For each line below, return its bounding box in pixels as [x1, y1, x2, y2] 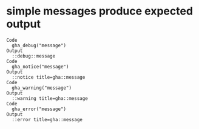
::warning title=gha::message [12, 95, 88, 101]
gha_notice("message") [12, 64, 69, 70]
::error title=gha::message [12, 116, 83, 122]
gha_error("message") [12, 106, 67, 112]
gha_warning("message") [12, 85, 72, 91]
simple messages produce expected [6, 4, 193, 18]
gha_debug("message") [12, 42, 67, 48]
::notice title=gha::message [12, 74, 86, 80]
